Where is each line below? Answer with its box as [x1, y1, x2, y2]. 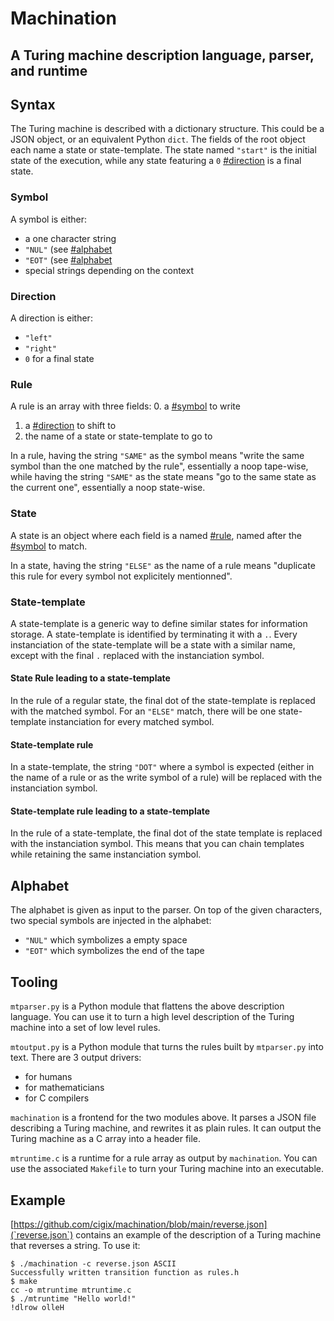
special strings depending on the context [24, 264, 194, 276]
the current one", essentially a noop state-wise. [10, 482, 206, 494]
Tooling [10, 973, 58, 991]
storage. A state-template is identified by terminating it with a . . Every [10, 628, 298, 640]
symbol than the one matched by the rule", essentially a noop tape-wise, [10, 460, 309, 472]
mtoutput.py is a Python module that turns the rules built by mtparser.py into [10, 1041, 324, 1053]
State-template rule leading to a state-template [10, 805, 211, 817]
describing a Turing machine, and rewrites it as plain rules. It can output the [10, 1122, 322, 1134]
